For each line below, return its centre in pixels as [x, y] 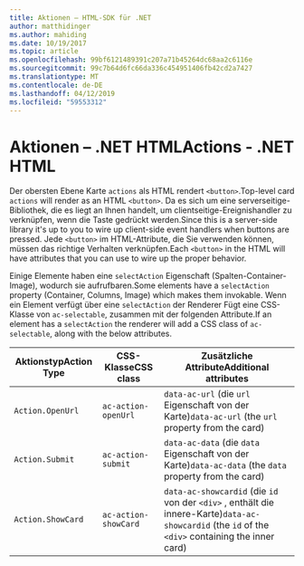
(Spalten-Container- [249, 276]
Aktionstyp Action [54, 361]
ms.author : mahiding [48, 34]
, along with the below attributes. [110, 334]
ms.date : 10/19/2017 [48, 43]
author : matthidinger [50, 26]
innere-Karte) [194, 514]
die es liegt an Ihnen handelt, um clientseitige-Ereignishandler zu [171, 210]
